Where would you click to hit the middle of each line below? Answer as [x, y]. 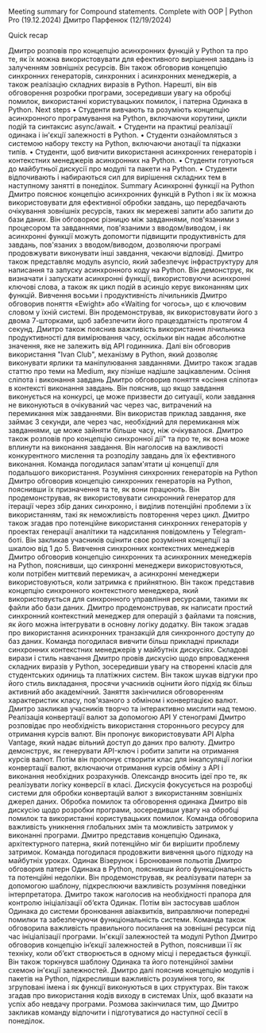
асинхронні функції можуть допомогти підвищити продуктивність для [127, 236]
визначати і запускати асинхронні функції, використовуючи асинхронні [130, 278]
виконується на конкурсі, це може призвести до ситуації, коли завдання [132, 397]
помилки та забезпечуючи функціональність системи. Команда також [127, 919]
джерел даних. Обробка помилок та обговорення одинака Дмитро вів [128, 802]
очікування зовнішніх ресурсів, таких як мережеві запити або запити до [131, 211]
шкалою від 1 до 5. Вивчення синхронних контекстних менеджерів [121, 548]
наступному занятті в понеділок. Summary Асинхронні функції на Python [131, 185]
